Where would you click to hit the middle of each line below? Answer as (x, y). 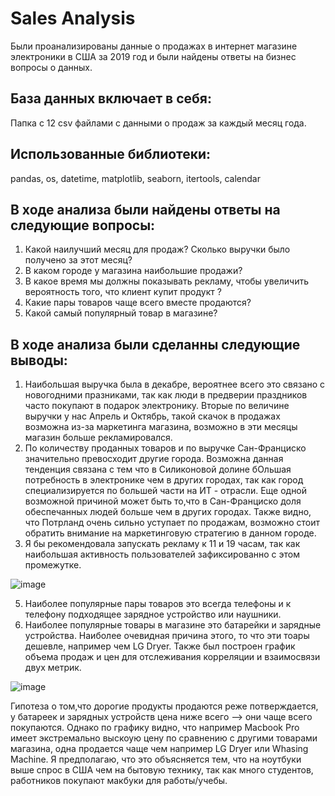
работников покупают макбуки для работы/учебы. (119, 781)
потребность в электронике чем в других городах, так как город (164, 480)
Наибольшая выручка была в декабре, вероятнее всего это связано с (175, 384)
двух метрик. (53, 668)
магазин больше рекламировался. (98, 438)
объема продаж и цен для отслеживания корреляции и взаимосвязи (172, 657)
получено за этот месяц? (78, 260)
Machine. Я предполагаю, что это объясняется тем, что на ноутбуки (156, 759)
